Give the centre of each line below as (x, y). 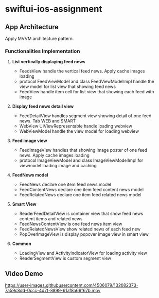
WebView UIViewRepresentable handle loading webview (76, 126)
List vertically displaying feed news (49, 62)
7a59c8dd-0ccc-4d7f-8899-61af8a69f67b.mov (53, 291)
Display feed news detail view (43, 106)
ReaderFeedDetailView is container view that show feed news (81, 214)
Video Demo (24, 273)
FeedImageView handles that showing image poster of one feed (83, 150)
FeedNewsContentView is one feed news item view (71, 224)
